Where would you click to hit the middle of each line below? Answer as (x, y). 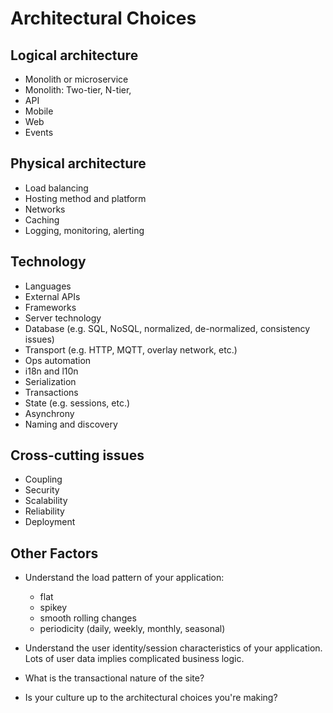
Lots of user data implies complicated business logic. (134, 659)
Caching (42, 219)
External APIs (52, 296)
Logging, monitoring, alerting (84, 230)
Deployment (50, 522)
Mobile (39, 111)
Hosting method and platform (85, 198)
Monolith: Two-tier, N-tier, (78, 90)
